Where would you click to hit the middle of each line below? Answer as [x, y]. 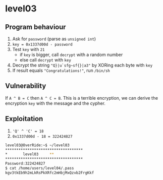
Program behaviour [35, 27]
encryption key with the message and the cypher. [55, 103]
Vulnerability [26, 86]
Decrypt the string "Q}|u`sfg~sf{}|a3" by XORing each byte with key [82, 65]
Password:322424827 [25, 164]
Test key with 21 [28, 49]
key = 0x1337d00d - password [42, 45]
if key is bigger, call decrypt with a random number [71, 55]
